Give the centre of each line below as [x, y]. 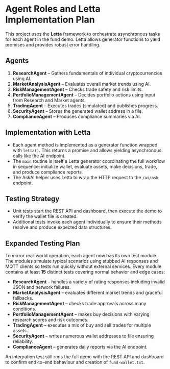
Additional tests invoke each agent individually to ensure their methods [87, 222]
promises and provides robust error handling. [53, 44]
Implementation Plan [50, 20]
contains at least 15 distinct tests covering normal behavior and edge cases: [85, 272]
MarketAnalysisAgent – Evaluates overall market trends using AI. [82, 84]
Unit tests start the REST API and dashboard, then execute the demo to [87, 211]
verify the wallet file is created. [45, 216]
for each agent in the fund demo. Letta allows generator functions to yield [83, 39]
